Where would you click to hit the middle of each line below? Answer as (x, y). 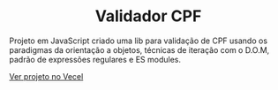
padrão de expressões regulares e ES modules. (95, 59)
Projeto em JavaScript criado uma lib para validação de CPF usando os (138, 41)
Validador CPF (148, 16)
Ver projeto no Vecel (46, 76)
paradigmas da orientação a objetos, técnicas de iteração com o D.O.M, (139, 49)
